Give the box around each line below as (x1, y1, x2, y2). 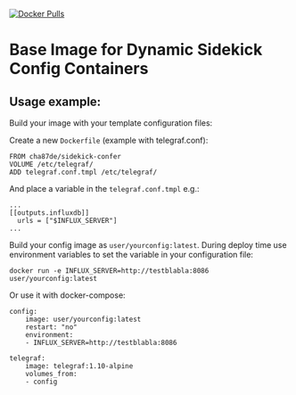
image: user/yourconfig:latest (25, 315, 142, 324)
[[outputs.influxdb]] (9, 209, 90, 218)
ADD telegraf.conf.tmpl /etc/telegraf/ (9, 168, 158, 177)
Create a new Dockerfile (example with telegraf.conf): (9, 135, 209, 145)
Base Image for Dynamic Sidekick (9, 40, 263, 60)
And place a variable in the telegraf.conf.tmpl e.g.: (9, 184, 200, 193)
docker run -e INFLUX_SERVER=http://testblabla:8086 (9, 267, 210, 276)
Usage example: (9, 94, 102, 109)
